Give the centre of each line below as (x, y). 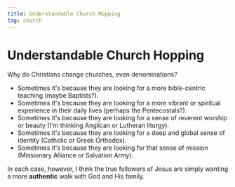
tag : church (25, 20)
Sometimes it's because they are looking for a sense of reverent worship (122, 118)
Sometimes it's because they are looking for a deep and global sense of (121, 133)
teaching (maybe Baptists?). (58, 96)
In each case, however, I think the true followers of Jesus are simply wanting (118, 169)
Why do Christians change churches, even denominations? (92, 75)
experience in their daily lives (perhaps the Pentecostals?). (102, 110)
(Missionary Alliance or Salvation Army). (75, 155)
